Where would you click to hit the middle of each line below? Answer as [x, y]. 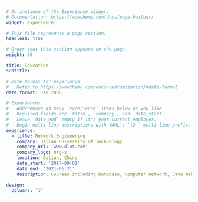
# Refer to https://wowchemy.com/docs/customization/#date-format [92, 87]
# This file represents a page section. [57, 33]
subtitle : [18, 71]
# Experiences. [25, 103]
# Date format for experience [43, 81]
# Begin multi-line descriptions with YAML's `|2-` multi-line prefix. [99, 125]
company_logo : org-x [42, 153]
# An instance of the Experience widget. [58, 11]
